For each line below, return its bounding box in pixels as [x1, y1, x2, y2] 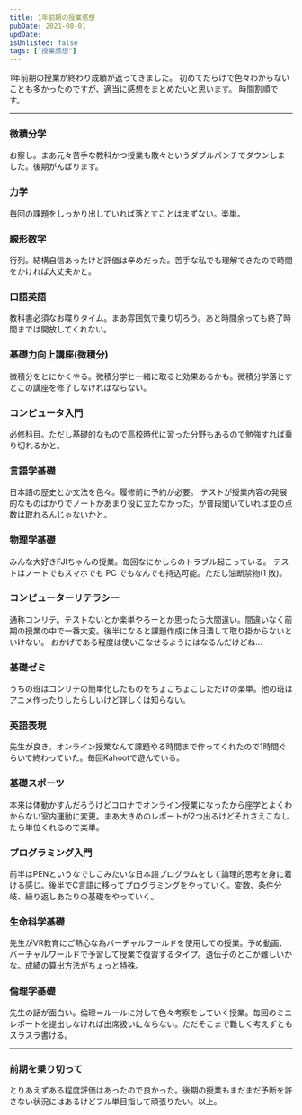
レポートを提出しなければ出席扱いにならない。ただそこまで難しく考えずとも [9, 1018, 293, 1029]
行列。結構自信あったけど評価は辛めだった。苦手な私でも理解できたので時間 [9, 255, 293, 266]
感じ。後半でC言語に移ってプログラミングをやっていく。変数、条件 [24, 880, 274, 890]
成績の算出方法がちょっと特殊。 [24, 960, 144, 971]
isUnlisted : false [9, 38, 78, 48]
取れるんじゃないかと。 [24, 509, 112, 520]
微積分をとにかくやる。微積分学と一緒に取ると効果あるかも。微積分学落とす [9, 370, 293, 382]
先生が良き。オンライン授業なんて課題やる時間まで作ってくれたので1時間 [9, 741, 280, 752]
